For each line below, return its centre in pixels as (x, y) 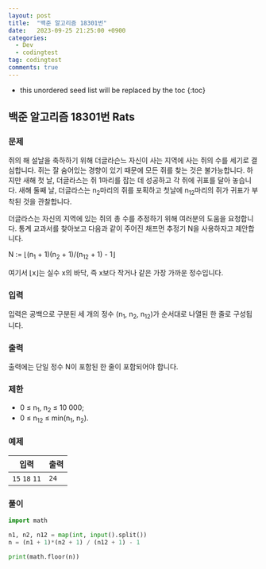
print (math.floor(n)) (44, 557)
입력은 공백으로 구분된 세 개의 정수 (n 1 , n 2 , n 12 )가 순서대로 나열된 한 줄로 (120, 315)
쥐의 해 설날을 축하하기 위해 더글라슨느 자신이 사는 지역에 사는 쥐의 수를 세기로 (129, 161)
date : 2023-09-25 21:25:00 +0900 (67, 30)
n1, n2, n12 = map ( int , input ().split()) (78, 535)
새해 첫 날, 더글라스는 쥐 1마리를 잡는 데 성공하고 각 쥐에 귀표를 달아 (127, 181)
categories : (28, 38)
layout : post (30, 16)
